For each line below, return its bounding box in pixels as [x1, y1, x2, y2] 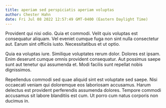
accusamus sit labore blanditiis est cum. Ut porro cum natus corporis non [5, 92, 158, 98]
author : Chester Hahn [5, 12, 51, 17]
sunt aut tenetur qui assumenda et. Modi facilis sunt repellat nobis [5, 61, 143, 68]
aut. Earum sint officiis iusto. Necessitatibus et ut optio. [5, 41, 120, 47]
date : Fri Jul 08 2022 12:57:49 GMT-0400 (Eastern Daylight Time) [5, 17, 148, 22]
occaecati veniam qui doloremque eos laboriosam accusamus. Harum [5, 82, 151, 88]
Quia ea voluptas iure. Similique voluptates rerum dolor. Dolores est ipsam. [5, 51, 161, 57]
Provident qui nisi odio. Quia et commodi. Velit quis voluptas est [5, 31, 138, 37]
